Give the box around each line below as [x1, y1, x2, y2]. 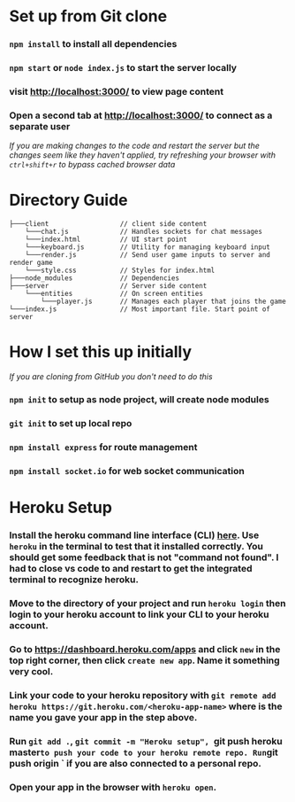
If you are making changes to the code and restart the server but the [9, 140, 261, 152]
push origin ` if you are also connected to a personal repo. [9, 757, 262, 769]
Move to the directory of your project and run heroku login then [9, 596, 286, 609]
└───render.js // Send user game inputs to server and [25, 251, 271, 260]
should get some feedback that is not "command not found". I [9, 551, 279, 564]
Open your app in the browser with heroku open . [9, 781, 217, 793]
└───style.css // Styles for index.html [25, 266, 216, 276]
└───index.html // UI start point [25, 235, 188, 245]
